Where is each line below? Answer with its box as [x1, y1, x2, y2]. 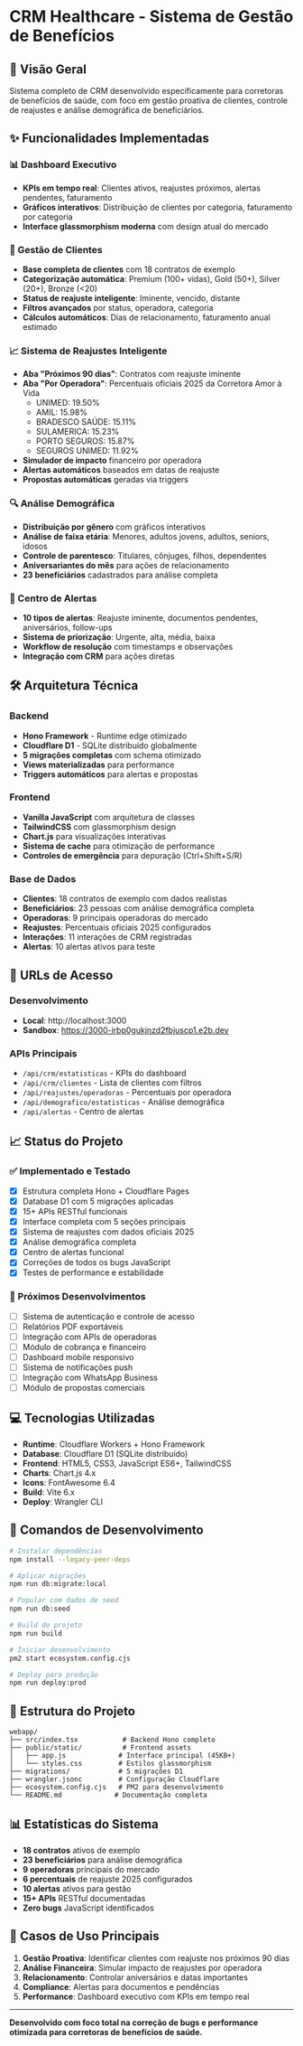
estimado [22, 321, 58, 332]
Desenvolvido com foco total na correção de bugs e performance [9, 2017, 259, 2028]
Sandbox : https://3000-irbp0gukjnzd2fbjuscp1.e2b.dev [22, 1024, 229, 1036]
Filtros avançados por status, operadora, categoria [22, 302, 214, 313]
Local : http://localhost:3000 [22, 1015, 127, 1026]
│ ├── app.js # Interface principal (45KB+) [9, 1751, 236, 1760]
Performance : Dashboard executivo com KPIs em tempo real [22, 1991, 250, 2002]
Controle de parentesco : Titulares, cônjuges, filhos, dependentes [22, 549, 268, 561]
